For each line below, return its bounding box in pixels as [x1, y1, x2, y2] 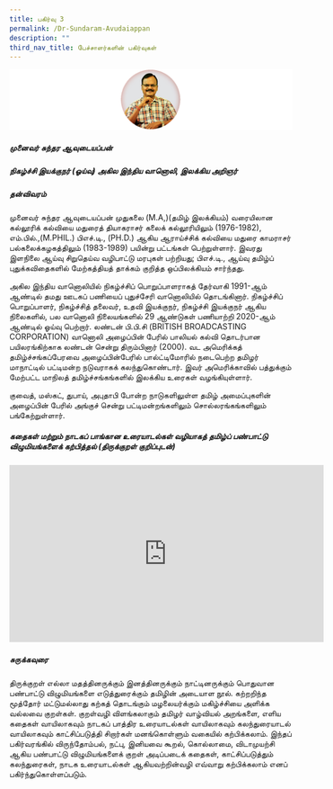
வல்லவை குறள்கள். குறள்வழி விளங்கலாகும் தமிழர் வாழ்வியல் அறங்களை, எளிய [9, 707, 281, 719]
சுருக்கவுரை [9, 654, 48, 665]
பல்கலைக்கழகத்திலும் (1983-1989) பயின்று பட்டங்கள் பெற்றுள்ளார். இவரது [9, 242, 262, 253]
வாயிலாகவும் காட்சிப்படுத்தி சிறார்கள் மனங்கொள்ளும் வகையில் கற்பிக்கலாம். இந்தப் [9, 728, 292, 739]
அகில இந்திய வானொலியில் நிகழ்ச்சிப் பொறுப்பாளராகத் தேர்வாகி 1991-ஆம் [9, 280, 267, 291]
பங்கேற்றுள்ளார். [9, 409, 66, 420]
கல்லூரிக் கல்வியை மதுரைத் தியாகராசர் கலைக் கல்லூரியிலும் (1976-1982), [9, 221, 262, 233]
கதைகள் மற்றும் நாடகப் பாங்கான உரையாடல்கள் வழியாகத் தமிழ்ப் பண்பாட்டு [9, 431, 268, 442]
